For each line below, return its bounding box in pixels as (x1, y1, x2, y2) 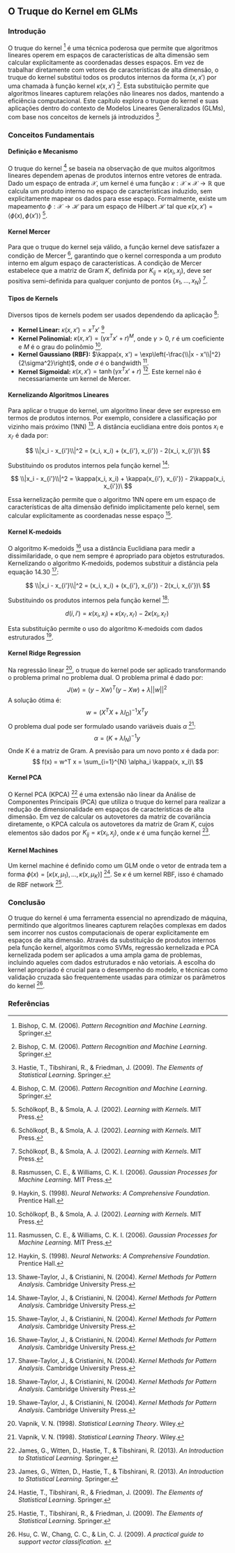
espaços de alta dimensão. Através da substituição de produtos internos (8, 935, 216, 944)
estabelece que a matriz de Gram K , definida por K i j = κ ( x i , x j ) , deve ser (8, 266, 212, 276)
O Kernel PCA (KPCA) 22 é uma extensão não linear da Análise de (8, 789, 196, 798)
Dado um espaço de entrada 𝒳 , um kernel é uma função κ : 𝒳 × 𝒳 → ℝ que (8, 179, 225, 188)
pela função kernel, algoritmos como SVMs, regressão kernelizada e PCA (8, 943, 219, 951)
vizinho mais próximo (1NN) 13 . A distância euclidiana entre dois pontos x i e (8, 421, 224, 432)
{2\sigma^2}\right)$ (17, 359, 75, 367)
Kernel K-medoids (8, 527, 62, 536)
